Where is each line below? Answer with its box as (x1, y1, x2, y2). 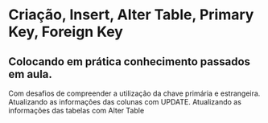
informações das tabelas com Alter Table (8, 106, 145, 115)
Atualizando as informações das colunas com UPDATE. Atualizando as (8, 97, 241, 106)
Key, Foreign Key (8, 23, 123, 41)
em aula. (8, 67, 52, 81)
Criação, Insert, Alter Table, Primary (8, 6, 254, 24)
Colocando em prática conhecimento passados (8, 55, 251, 68)
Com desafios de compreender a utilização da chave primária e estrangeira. (8, 88, 261, 98)
